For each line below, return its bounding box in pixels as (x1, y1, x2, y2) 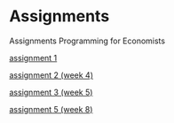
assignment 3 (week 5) (9, 87, 93, 97)
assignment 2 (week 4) (9, 69, 93, 81)
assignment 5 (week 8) (9, 104, 93, 114)
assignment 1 (9, 52, 58, 63)
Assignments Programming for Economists (9, 35, 166, 46)
